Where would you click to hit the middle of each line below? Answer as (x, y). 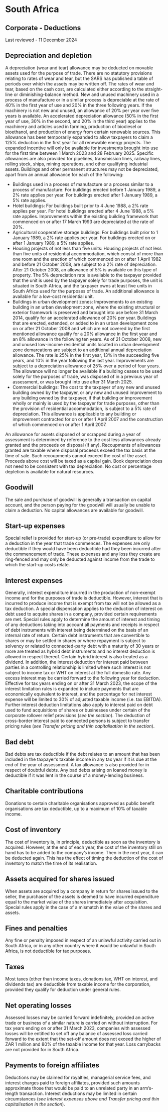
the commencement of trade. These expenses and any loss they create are (83, 554)
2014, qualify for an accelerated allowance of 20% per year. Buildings (84, 318)
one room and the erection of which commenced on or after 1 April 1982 (87, 259)
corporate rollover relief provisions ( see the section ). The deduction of (78, 716)
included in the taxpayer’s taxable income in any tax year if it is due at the (81, 759)
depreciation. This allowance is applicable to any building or (74, 414)
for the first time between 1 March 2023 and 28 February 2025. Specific (79, 153)
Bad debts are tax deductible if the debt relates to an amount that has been (83, 754)
